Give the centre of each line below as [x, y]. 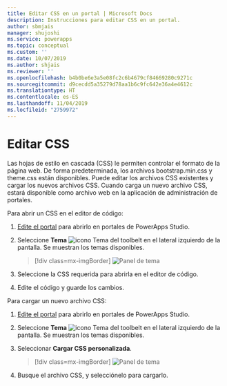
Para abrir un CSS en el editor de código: [66, 213]
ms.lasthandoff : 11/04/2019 [48, 104]
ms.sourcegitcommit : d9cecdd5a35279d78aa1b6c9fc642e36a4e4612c [100, 84]
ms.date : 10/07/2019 [37, 59]
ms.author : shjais [33, 65]
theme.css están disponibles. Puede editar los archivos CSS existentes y [110, 177]
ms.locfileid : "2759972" [43, 110]
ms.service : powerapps [40, 39]
